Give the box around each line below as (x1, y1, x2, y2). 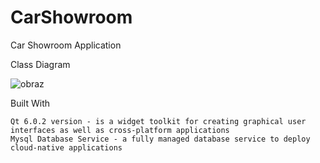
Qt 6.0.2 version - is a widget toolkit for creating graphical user (10, 116, 307, 126)
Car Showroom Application (10, 39, 122, 51)
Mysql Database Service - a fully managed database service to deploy (10, 134, 311, 144)
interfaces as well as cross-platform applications (10, 125, 230, 135)
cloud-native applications (10, 142, 123, 153)
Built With (10, 97, 50, 109)
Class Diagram (10, 58, 71, 70)
